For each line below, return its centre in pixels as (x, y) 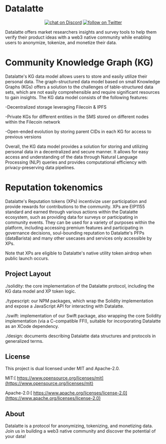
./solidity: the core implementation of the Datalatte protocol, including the (80, 286)
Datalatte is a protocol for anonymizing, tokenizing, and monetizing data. (79, 426)
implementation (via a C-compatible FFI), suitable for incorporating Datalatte (83, 321)
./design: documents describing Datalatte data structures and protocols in (81, 336)
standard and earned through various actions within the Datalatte (72, 212)
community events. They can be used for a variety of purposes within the (80, 222)
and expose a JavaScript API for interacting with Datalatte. (65, 306)
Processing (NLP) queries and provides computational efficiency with (76, 162)
